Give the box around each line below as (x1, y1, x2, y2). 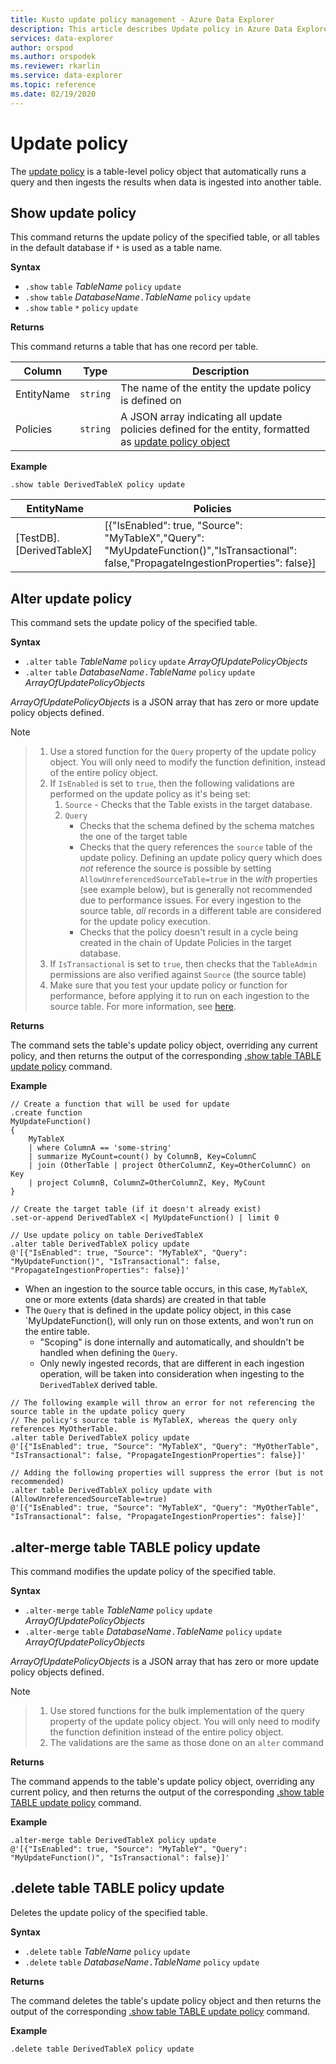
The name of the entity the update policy (120, 381, 312, 395)
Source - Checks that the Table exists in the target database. (64, 799, 313, 811)
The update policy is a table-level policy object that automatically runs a (10, 165, 307, 177)
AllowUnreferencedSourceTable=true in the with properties (79, 873, 318, 885)
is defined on (120, 394, 182, 408)
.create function (10, 1108, 83, 1118)
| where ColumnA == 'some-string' (28, 1143, 172, 1153)
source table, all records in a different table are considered (79, 905, 322, 917)
